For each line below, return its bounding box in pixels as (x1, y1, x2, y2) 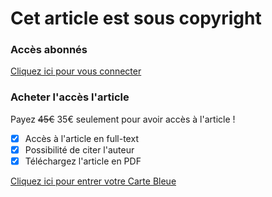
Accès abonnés (10, 43, 88, 57)
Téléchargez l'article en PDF (24, 155, 142, 167)
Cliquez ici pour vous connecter (10, 65, 142, 77)
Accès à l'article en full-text (24, 132, 139, 144)
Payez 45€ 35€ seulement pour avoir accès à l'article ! (10, 113, 236, 125)
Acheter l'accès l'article (10, 90, 130, 104)
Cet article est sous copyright (10, 7, 262, 30)
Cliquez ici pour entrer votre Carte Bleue (10, 175, 177, 187)
